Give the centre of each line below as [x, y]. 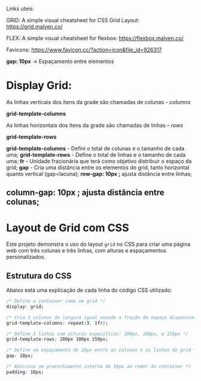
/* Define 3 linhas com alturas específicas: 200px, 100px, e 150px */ [97, 334]
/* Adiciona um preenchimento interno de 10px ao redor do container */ [99, 367]
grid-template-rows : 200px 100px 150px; [57, 339]
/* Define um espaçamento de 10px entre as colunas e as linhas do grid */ [103, 350]
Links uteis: [20, 9]
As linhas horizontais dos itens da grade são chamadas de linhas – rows [95, 125]
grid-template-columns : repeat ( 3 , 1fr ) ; [57, 323]
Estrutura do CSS [39, 275]
